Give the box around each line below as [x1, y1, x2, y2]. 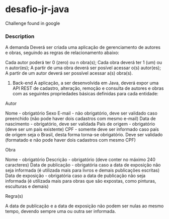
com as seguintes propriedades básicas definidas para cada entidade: [12, 91, 158, 97]
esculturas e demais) [5, 183, 49, 190]
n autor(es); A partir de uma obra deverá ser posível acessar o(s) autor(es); [5, 65, 161, 71]
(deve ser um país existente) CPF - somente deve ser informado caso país [5, 126, 159, 132]
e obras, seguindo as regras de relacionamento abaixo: [5, 49, 120, 56]
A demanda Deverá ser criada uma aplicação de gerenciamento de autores [5, 44, 161, 50]
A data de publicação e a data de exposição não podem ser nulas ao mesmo [5, 203, 164, 209]
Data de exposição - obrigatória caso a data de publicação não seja [5, 173, 146, 179]
